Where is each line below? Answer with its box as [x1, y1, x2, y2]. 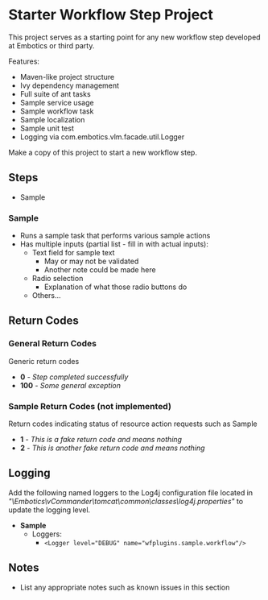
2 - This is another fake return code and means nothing [19, 443, 205, 453]
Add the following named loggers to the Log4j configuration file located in [8, 487, 254, 497]
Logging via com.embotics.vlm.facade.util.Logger [19, 131, 185, 142]
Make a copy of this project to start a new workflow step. [8, 147, 197, 157]
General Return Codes [8, 338, 97, 350]
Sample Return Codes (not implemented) [8, 400, 171, 412]
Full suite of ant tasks [19, 89, 91, 98]
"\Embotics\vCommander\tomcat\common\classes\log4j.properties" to [8, 496, 244, 506]
